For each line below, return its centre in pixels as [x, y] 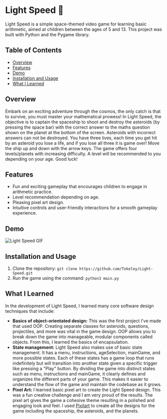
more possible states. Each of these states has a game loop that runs [83, 358]
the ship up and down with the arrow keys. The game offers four [71, 148]
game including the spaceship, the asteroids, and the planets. [76, 411]
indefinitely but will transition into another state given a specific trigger [85, 363]
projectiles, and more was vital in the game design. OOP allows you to [84, 331]
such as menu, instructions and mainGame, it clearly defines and [79, 374]
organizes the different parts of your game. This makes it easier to [80, 379]
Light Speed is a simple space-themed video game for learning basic [76, 24]
